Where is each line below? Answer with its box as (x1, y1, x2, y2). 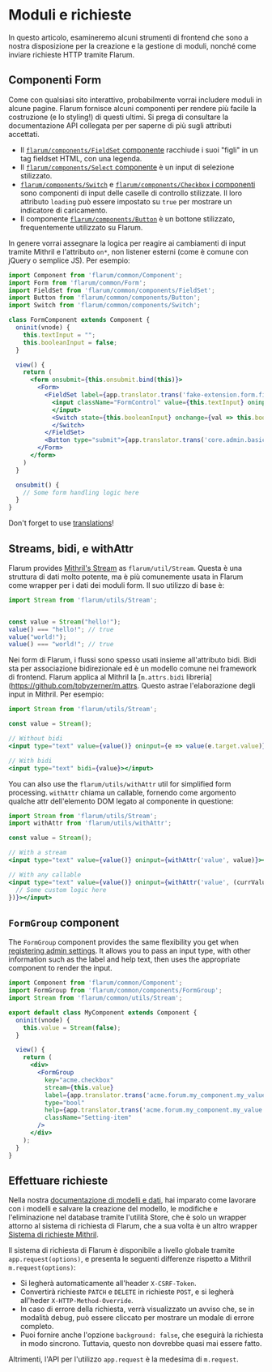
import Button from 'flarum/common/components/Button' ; (8, 294, 201, 302)
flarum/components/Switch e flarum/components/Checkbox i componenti (19, 179, 256, 189)
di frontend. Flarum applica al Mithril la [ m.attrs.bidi (8, 672, 185, 682)
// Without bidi (8, 735, 63, 743)
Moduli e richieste (8, 6, 132, 24)
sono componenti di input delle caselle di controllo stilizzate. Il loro (19, 188, 243, 198)
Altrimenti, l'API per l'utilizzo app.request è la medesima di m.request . (8, 1354, 239, 1364)
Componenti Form (8, 73, 102, 87)
